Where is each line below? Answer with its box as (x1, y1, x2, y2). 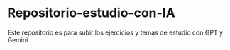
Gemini (7, 35, 28, 44)
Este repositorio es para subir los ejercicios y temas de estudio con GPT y (7, 28, 224, 37)
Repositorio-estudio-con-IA (7, 5, 175, 21)
